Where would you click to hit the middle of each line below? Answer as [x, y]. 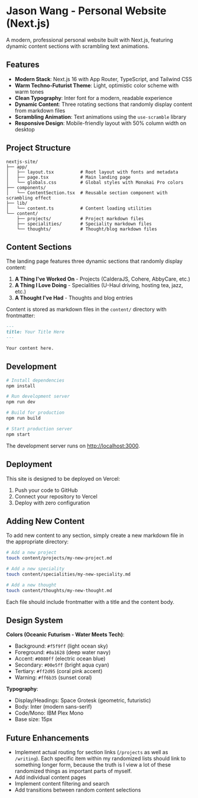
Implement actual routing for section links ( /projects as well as [91, 752]
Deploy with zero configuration [52, 503]
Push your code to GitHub [46, 490]
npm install [21, 386]
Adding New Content [45, 521]
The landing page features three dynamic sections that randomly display [95, 261]
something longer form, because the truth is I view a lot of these [93, 765]
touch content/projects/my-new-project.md [59, 558]
